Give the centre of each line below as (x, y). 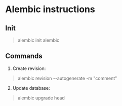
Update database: (31, 88)
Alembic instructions (50, 9)
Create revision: (29, 68)
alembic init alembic (38, 40)
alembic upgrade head (41, 98)
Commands (24, 56)
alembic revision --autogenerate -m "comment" (67, 78)
